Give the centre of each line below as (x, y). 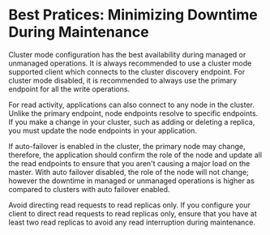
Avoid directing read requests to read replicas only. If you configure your (130, 205)
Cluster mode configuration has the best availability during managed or (127, 54)
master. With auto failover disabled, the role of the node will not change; (129, 172)
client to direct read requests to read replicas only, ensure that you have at (133, 213)
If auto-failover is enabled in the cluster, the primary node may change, (127, 146)
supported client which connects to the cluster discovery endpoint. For (127, 71)
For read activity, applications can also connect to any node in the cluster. (132, 105)
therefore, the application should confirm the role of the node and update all (135, 155)
